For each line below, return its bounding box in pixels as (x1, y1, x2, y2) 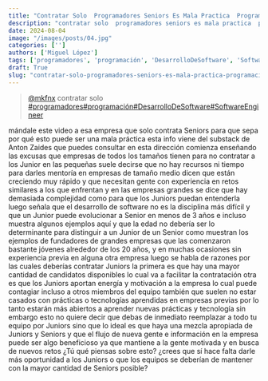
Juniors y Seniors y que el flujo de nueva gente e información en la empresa (8, 329, 259, 339)
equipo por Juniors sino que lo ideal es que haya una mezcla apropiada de (8, 320, 253, 330)
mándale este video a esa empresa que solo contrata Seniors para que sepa (8, 125, 259, 135)
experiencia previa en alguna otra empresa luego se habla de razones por (8, 252, 251, 262)
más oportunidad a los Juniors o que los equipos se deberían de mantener (8, 355, 253, 364)
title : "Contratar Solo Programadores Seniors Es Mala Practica (8, 11, 230, 20)
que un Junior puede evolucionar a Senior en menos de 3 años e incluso (8, 210, 246, 220)
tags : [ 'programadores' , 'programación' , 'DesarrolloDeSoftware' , (8, 57, 234, 65)
